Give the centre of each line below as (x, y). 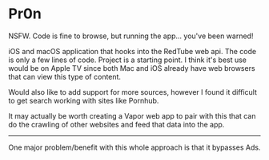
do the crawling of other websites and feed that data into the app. (116, 124)
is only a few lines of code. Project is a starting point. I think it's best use (127, 60)
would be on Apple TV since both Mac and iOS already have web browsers (132, 68)
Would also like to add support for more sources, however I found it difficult (133, 92)
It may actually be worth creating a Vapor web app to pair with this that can (132, 115)
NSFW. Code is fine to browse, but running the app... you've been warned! (131, 36)
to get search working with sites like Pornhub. (84, 100)
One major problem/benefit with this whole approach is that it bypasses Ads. (134, 147)
